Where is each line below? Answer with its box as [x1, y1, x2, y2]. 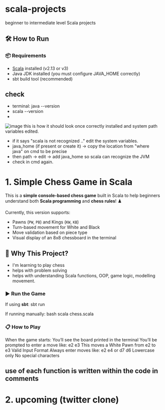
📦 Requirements [5, 52, 47, 59]
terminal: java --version [12, 103, 60, 109]
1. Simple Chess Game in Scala [5, 176, 132, 187]
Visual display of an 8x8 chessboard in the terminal [12, 235, 117, 241]
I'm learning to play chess [12, 262, 65, 268]
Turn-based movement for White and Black [12, 224, 100, 230]
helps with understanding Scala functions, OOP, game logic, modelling [12, 273, 156, 279]
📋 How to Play [5, 324, 41, 331]
